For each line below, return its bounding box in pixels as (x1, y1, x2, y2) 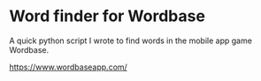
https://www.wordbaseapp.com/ (9, 62, 128, 72)
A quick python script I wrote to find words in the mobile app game (9, 35, 252, 46)
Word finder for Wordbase (9, 6, 206, 26)
